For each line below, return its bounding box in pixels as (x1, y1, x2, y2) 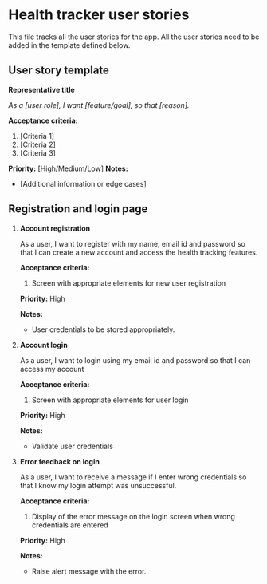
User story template (8, 64, 110, 77)
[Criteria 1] (19, 131, 54, 140)
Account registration (19, 223, 91, 233)
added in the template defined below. (8, 40, 131, 49)
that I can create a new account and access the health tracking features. (19, 247, 258, 257)
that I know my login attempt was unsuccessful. (19, 480, 177, 490)
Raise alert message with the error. (31, 566, 147, 576)
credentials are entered (31, 520, 109, 530)
